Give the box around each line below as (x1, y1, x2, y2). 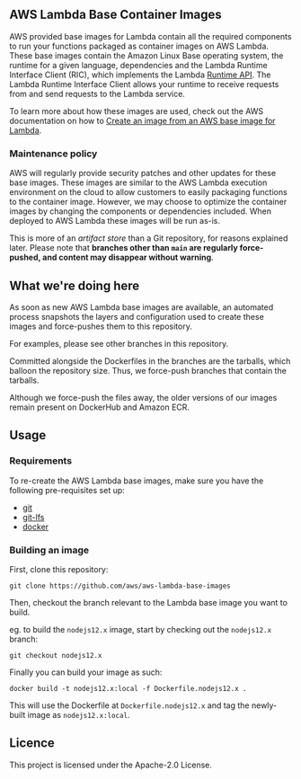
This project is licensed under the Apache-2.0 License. (9, 759, 213, 770)
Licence (9, 736, 56, 751)
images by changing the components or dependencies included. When (9, 206, 272, 217)
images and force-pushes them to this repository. (9, 321, 193, 332)
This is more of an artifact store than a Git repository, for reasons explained (9, 233, 288, 243)
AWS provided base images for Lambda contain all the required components (9, 31, 292, 41)
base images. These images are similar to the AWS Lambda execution (9, 177, 268, 188)
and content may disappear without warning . (41, 252, 214, 263)
